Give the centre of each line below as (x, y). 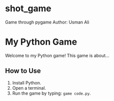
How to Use (23, 71)
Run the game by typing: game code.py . (51, 93)
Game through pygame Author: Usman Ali (47, 22)
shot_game (28, 9)
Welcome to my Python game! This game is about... (57, 55)
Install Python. (27, 83)
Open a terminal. (29, 88)
